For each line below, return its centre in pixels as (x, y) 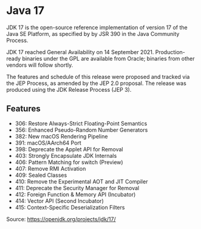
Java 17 (25, 11)
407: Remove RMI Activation (50, 168)
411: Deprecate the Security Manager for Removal (77, 188)
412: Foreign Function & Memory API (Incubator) (75, 194)
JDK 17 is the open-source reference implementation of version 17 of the (97, 27)
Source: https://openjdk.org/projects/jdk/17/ (61, 219)
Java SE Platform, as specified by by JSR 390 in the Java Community (93, 33)
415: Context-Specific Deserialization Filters (70, 207)
